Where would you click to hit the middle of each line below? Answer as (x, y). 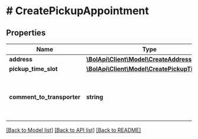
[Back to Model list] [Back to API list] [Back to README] (74, 130)
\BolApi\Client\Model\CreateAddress (139, 59)
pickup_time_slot (33, 69)
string (95, 97)
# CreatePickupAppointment (77, 11)
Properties (26, 33)
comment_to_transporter (45, 97)
